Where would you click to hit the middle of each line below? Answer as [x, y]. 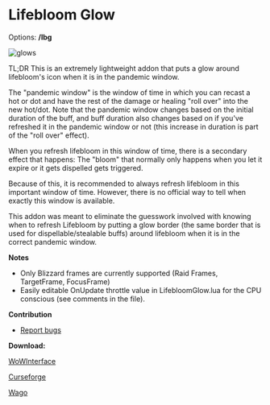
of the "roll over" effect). [49, 135]
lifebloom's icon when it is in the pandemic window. [94, 76]
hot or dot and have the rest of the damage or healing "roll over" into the [128, 101]
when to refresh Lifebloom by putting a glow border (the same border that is [135, 225]
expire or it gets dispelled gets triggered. [76, 167]
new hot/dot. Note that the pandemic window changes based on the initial [131, 110]
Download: [27, 345]
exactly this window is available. [62, 200]
